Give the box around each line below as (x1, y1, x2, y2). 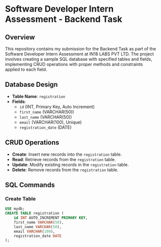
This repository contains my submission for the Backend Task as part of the (5, 46, 156, 51)
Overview (5, 33, 35, 41)
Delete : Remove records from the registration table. (12, 166, 119, 173)
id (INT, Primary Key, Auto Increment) (19, 103, 95, 110)
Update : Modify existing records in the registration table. (12, 162, 129, 167)
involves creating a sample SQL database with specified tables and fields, (5, 56, 152, 62)
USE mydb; (5, 206, 25, 212)
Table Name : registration (12, 93, 65, 99)
